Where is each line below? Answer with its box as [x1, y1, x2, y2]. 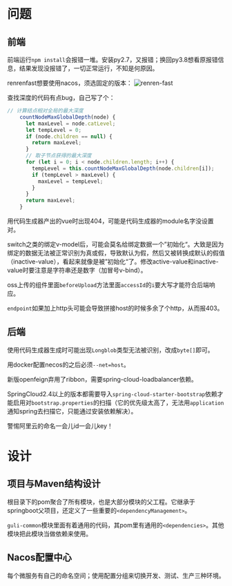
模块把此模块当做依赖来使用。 [7, 529, 92, 538]
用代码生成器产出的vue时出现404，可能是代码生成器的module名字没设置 [7, 217, 214, 225]
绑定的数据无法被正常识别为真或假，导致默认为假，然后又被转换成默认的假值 [7, 249, 225, 257]
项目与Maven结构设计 [7, 478, 101, 490]
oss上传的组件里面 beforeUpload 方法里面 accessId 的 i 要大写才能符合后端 [7, 281, 209, 289]
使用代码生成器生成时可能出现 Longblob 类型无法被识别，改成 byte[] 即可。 [7, 346, 214, 354]
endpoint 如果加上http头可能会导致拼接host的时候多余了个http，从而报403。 [7, 304, 224, 312]
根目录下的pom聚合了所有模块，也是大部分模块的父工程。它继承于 [7, 498, 195, 506]
